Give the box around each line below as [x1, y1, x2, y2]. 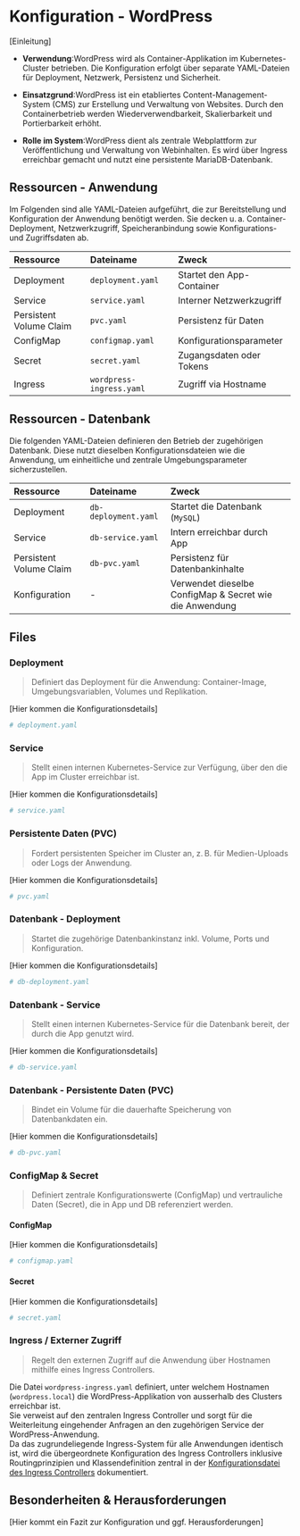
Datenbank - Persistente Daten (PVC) [9, 1083, 174, 1096]
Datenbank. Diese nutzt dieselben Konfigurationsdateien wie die [9, 445, 246, 455]
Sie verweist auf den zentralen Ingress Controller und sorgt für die [9, 1409, 253, 1421]
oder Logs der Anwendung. [30, 857, 132, 868]
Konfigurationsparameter [178, 334, 283, 346]
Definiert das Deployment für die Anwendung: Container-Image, [30, 677, 267, 688]
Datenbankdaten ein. [30, 1114, 108, 1124]
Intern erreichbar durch [170, 525, 268, 538]
